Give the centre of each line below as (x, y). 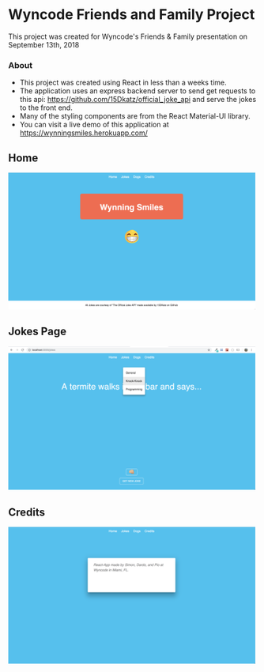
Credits (27, 512)
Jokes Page (38, 332)
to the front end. (46, 108)
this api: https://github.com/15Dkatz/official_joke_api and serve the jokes (138, 100)
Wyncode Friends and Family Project (132, 15)
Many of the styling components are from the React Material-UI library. (135, 116)
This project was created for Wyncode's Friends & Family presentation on (128, 36)
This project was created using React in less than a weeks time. (123, 83)
